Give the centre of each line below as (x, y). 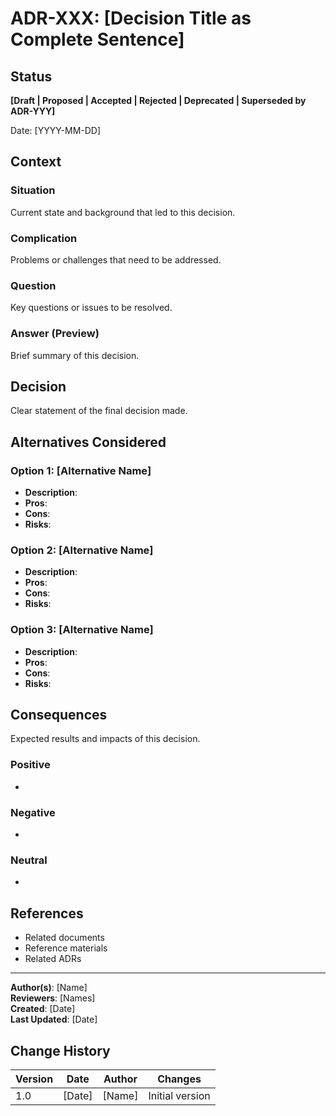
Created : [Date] (43, 1009)
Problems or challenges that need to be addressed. (116, 259)
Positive (30, 765)
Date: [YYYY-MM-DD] (56, 130)
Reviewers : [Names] (53, 998)
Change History (60, 1050)
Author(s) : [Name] (49, 988)
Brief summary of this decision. (75, 355)
